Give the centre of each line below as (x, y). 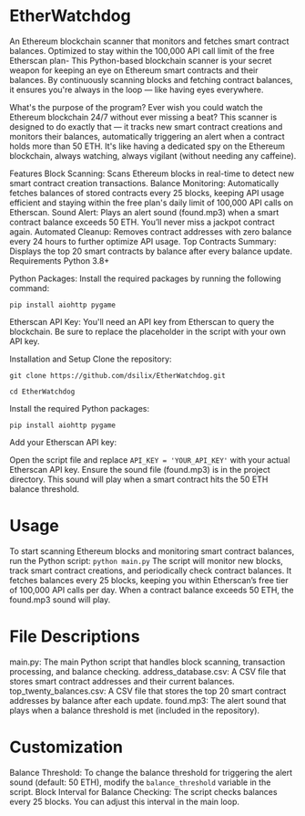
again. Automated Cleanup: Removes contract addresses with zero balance (151, 231)
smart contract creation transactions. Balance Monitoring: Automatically (144, 183)
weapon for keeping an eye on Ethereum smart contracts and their (134, 70)
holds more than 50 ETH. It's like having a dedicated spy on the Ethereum (147, 146)
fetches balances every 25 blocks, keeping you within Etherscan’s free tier (149, 580)
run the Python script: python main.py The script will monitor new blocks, (147, 560)
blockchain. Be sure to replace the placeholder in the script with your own (148, 331)
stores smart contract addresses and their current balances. (122, 681)
